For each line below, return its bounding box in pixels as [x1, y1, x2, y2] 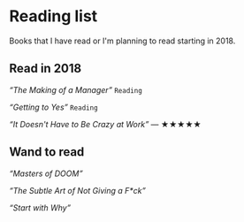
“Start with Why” [9, 202, 71, 213]
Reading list [9, 6, 98, 27]
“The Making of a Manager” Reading [9, 84, 143, 95]
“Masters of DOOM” [9, 168, 83, 179]
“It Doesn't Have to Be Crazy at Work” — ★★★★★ [9, 119, 202, 129]
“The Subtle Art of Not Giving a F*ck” [9, 185, 146, 195]
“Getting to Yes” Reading [9, 102, 99, 112]
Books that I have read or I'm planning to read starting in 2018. [9, 35, 236, 46]
